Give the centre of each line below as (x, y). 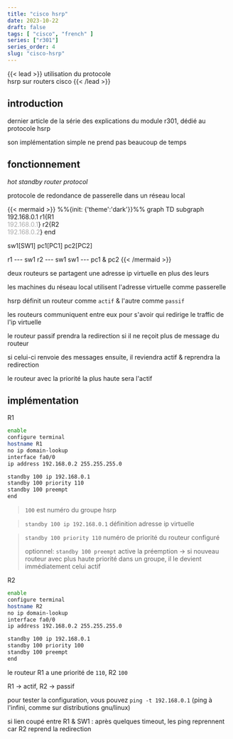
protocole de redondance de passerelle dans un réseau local (96, 195)
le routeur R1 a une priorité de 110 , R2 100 (67, 672)
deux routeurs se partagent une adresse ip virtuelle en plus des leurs (108, 273)
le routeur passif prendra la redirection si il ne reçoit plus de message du (114, 335)
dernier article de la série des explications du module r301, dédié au (107, 121)
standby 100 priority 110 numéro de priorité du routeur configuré (122, 538)
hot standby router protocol (48, 181)
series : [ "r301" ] (33, 41)
